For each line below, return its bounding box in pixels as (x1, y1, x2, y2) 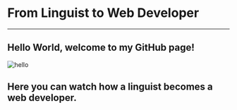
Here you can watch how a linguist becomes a (7, 81, 213, 93)
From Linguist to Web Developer (7, 5, 200, 21)
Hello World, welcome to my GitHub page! (7, 42, 195, 54)
